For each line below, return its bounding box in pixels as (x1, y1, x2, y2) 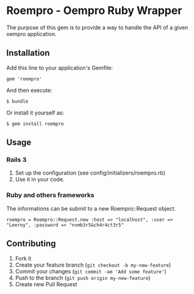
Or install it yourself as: (6, 109, 64, 116)
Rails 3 (6, 156, 27, 164)
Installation (6, 48, 50, 58)
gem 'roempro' (6, 75, 43, 82)
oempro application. (6, 30, 57, 37)
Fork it (15, 254, 32, 262)
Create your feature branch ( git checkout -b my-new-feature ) (15, 261, 171, 268)
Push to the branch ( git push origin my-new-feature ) (15, 274, 151, 281)
